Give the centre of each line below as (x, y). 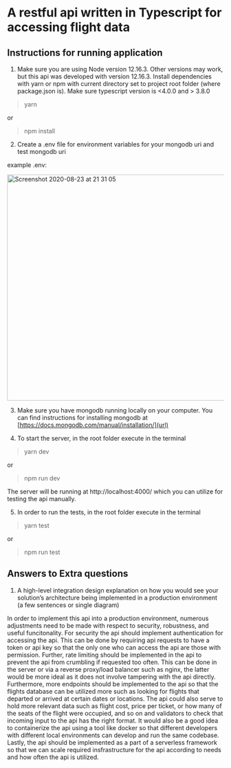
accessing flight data (69, 27)
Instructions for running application (85, 53)
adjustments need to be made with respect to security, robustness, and (108, 625)
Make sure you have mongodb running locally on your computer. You (115, 410)
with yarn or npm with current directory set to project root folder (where (119, 84)
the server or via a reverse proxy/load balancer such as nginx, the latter (108, 669)
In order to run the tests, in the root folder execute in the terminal (109, 512)
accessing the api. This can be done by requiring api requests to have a (108, 640)
